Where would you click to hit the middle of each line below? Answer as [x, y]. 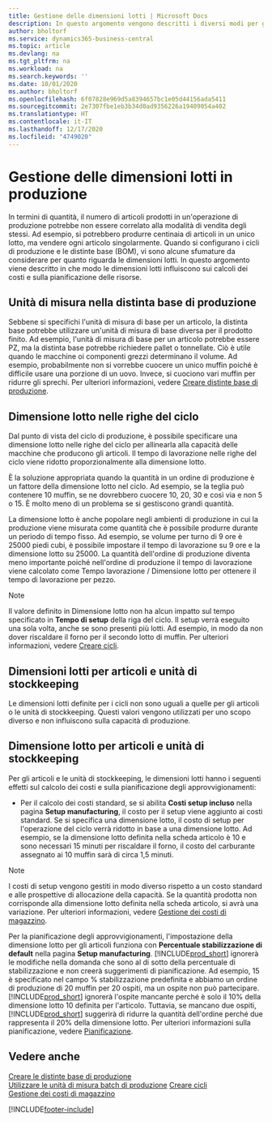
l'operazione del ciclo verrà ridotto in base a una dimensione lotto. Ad [136, 828]
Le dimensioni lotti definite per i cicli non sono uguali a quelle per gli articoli [134, 703]
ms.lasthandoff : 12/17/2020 [56, 129]
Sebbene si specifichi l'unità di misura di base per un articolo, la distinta [128, 322]
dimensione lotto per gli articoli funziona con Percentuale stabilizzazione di [136, 945]
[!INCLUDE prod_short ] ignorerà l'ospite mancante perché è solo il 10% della [135, 996]
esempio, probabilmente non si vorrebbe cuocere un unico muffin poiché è [133, 365]
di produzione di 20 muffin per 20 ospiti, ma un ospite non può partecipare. [134, 988]
